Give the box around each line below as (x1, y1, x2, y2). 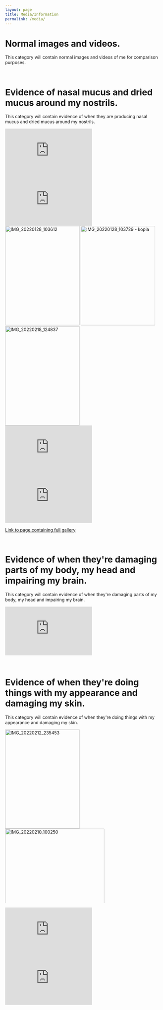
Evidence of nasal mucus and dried (5, 86, 153, 98)
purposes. (5, 60, 26, 66)
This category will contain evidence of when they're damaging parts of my (5, 592, 157, 598)
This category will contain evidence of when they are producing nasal (5, 114, 148, 120)
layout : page (5, 7, 32, 12)
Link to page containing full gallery (5, 527, 76, 533)
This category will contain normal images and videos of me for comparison (5, 54, 159, 60)
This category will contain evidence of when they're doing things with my (5, 714, 155, 720)
